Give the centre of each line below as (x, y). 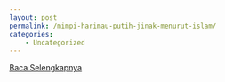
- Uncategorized (56, 42)
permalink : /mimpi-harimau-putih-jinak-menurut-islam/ (113, 26)
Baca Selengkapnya (46, 68)
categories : (31, 34)
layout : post (33, 17)
